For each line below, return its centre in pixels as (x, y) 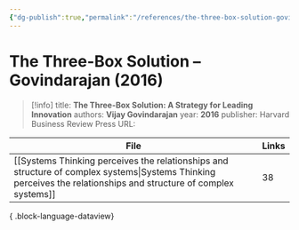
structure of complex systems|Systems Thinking (115, 171)
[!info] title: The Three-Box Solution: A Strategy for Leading (142, 105)
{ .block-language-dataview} (62, 216)
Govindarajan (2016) (86, 80)
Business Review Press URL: (83, 123)
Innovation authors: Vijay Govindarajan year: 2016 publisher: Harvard (160, 114)
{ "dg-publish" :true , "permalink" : (71, 17)
